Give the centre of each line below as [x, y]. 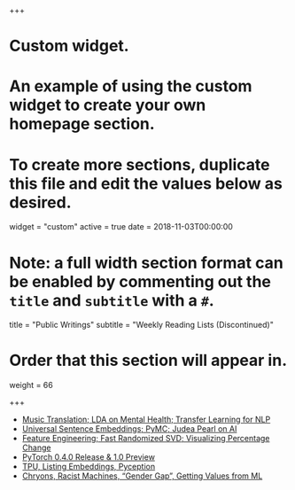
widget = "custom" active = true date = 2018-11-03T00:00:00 [121, 227]
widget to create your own [108, 105]
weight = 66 [31, 385]
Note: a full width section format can [146, 263]
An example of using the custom [131, 86]
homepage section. [82, 124]
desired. [40, 202]
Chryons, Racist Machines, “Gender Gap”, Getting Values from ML [142, 476]
